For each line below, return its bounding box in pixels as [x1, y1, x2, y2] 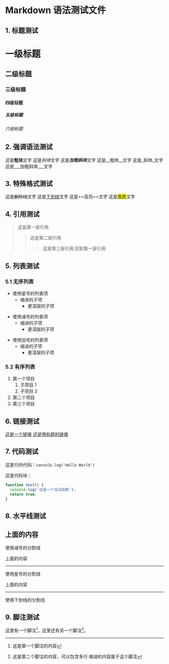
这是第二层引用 [30, 235, 61, 241]
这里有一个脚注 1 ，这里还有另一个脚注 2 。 [5, 627, 89, 634]
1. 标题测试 [5, 26, 39, 35]
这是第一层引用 [17, 224, 49, 230]
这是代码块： [5, 472, 32, 478]
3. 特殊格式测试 [5, 180, 53, 188]
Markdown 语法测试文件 [5, 5, 107, 16]
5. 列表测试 [5, 262, 39, 270]
